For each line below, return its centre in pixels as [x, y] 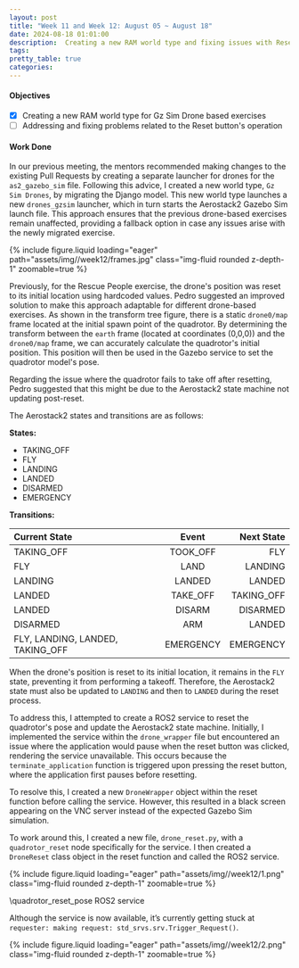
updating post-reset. [47, 399]
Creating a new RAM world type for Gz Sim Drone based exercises [144, 116]
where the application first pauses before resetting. [103, 775]
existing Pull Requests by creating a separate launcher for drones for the [142, 176]
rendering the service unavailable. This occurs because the [118, 756]
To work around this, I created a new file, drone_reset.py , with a [126, 838]
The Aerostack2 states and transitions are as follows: [107, 416]
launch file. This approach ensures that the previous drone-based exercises [148, 214]
